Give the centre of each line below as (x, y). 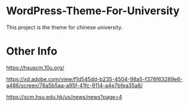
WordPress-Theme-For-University (93, 11)
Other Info (32, 51)
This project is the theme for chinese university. (64, 27)
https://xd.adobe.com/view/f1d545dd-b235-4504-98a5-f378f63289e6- (94, 79)
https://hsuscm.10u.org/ (35, 68)
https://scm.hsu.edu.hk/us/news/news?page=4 (64, 97)
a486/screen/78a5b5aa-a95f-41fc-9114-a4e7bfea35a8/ (75, 85)
